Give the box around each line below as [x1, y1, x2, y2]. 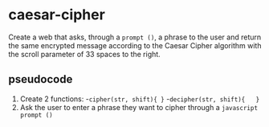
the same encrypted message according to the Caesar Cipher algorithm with [8, 40, 262, 50]
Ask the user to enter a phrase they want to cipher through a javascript [19, 102, 259, 112]
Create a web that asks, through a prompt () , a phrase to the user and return [8, 32, 262, 42]
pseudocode [8, 72, 73, 86]
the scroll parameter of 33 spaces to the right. [8, 49, 161, 59]
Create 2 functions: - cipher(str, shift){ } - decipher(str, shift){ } [19, 94, 260, 104]
